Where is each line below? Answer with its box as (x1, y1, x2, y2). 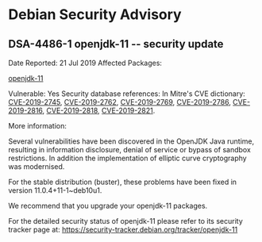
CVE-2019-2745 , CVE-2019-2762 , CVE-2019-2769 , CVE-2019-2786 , (8, 98, 232, 106)
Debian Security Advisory (8, 6, 182, 24)
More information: (8, 121, 67, 130)
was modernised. (8, 162, 65, 171)
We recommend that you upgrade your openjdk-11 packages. (8, 201, 208, 210)
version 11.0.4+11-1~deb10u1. (8, 186, 102, 195)
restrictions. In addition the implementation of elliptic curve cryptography (8, 153, 248, 163)
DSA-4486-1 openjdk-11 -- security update (8, 37, 224, 51)
